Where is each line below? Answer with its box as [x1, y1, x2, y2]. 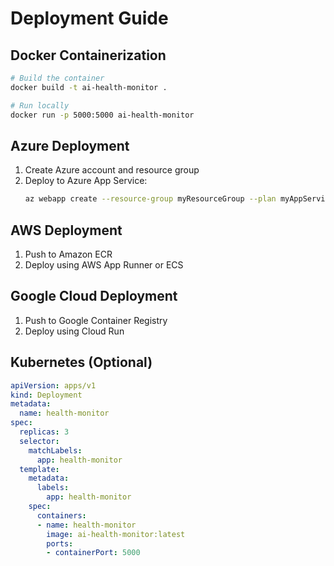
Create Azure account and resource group [24, 164, 200, 176]
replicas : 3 [19, 427, 70, 437]
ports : [46, 538, 74, 549]
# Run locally [10, 100, 70, 111]
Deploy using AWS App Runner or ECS [24, 259, 184, 271]
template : [19, 464, 60, 474]
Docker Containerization [10, 47, 167, 64]
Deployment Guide [10, 7, 169, 30]
